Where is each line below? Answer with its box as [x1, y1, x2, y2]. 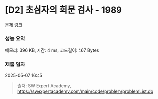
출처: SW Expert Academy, [17, 82, 71, 89]
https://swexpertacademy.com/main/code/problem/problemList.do [17, 88, 154, 94]
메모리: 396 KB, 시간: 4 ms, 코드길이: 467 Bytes [5, 47, 99, 53]
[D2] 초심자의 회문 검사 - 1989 [5, 4, 122, 16]
